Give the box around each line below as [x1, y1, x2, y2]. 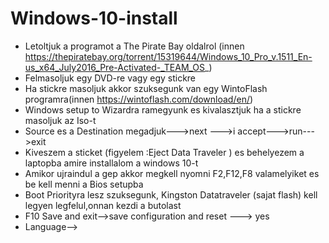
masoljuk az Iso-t [24, 114, 97, 126]
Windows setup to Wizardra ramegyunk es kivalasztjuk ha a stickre [24, 103, 302, 116]
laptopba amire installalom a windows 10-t [24, 157, 199, 169]
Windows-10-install [10, 7, 178, 30]
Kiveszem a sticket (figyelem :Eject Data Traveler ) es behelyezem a [24, 146, 305, 158]
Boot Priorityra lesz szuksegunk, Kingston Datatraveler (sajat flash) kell [24, 188, 318, 201]
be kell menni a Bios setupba [24, 178, 144, 190]
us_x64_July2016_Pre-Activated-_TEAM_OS [24, 61, 206, 73]
